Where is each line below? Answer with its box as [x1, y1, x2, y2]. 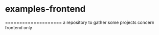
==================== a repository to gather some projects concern [5, 19, 155, 25]
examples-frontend [5, 3, 86, 15]
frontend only [5, 24, 33, 30]
